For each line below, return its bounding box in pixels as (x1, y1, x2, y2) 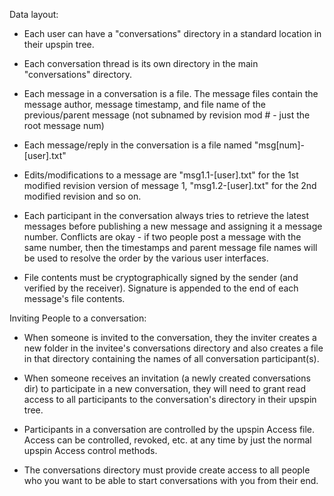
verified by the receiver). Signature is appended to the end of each (23, 282, 299, 294)
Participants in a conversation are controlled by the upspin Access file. (23, 424, 316, 435)
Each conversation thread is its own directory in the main (23, 58, 259, 69)
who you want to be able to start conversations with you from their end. (23, 475, 319, 486)
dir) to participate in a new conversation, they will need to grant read (23, 383, 306, 394)
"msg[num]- (253, 139, 305, 151)
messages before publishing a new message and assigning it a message (23, 220, 323, 232)
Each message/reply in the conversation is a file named (23, 139, 252, 151)
